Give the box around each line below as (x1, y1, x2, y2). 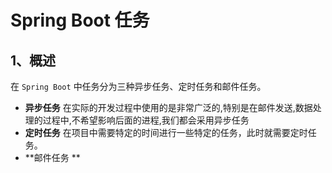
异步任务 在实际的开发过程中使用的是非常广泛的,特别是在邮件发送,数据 (24, 102, 313, 113)
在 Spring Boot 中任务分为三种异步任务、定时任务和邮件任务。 (10, 81, 267, 92)
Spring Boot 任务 (10, 9, 150, 32)
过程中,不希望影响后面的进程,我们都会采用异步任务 (42, 114, 250, 126)
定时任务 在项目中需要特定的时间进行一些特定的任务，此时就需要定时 (24, 127, 308, 138)
